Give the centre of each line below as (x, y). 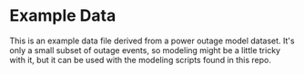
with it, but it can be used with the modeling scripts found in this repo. (140, 60)
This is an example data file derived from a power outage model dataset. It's (152, 41)
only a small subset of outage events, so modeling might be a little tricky (145, 50)
